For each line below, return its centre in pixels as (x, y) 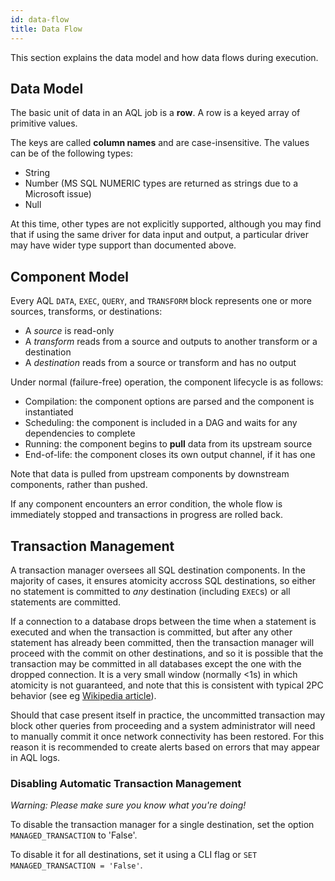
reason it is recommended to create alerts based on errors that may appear (165, 747)
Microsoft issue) (58, 194)
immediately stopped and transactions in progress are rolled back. (146, 515)
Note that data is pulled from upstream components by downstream (150, 474)
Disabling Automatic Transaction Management (126, 783)
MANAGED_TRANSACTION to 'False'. (74, 835)
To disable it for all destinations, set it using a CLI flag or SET (134, 855)
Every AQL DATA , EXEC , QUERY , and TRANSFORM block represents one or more (161, 301)
